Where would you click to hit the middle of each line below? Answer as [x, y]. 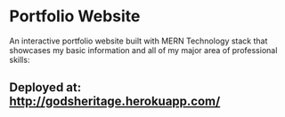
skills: [20, 59]
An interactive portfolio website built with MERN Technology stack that [138, 41]
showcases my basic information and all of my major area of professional [143, 50]
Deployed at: [45, 87]
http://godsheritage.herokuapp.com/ [115, 101]
